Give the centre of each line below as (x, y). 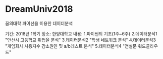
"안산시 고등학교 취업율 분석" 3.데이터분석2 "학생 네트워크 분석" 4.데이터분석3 (81, 40)
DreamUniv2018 (39, 9)
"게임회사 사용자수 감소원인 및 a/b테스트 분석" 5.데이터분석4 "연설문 (71, 46)
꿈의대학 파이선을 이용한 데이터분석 (39, 23)
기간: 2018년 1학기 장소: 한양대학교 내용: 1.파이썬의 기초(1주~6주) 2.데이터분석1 (81, 33)
